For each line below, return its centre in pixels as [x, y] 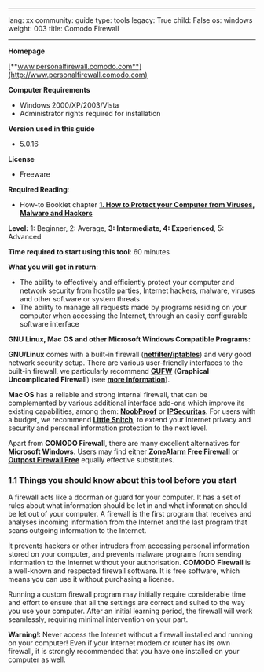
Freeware [35, 174]
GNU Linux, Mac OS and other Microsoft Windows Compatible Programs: [130, 339]
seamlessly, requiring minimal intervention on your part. [98, 619]
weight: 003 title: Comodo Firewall [64, 29]
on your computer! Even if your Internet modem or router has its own [119, 643]
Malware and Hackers [56, 213]
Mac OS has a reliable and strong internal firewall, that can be [108, 394]
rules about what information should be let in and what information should [128, 506]
